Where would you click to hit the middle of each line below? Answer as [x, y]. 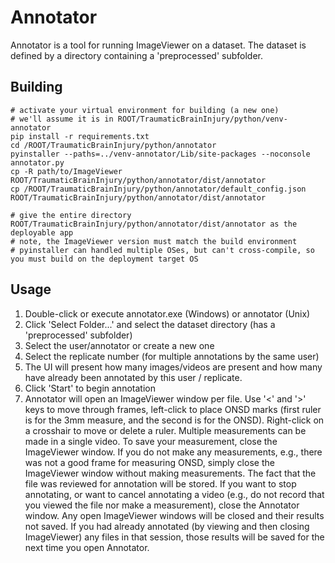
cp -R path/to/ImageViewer [66, 171]
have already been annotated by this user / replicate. [133, 377]
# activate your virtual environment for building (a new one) [145, 110]
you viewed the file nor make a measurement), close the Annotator [162, 505]
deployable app [42, 232]
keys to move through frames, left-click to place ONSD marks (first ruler [173, 409]
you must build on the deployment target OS [104, 259]
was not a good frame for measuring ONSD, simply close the [149, 462]
